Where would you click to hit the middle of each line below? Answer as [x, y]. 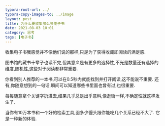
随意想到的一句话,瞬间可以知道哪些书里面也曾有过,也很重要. [75, 85]
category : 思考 [20, 33]
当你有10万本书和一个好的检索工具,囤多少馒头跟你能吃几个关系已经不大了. [80, 112]
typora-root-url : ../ [27, 10]
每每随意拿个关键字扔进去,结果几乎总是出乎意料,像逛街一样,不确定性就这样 [81, 96]
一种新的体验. [23, 119]
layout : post [18, 19]
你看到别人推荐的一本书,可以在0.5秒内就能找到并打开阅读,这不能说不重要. [79, 79]
